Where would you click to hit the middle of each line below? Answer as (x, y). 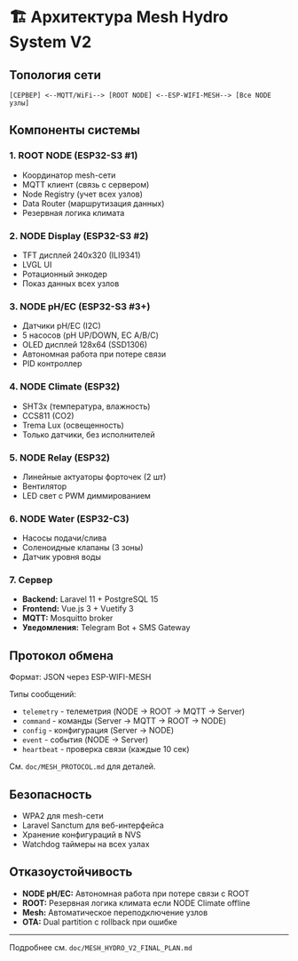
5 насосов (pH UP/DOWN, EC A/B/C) (90, 335)
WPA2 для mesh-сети (63, 816)
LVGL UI (37, 264)
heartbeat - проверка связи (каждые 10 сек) (106, 749)
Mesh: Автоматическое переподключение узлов (115, 912)
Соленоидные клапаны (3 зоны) (82, 548)
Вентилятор (44, 486)
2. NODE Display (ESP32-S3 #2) (79, 236)
